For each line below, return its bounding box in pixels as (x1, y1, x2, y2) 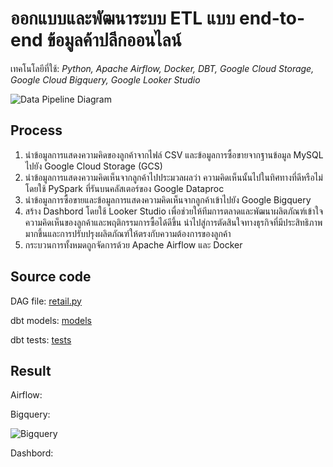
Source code (10, 268, 92, 286)
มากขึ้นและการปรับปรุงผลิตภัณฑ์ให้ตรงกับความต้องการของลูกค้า (24, 227, 232, 239)
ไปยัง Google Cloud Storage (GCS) (24, 160, 163, 172)
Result (10, 362, 52, 379)
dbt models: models (10, 314, 92, 326)
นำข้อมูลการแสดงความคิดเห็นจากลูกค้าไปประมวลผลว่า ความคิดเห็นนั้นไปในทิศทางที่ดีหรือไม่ (24, 171, 323, 183)
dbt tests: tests (10, 333, 72, 346)
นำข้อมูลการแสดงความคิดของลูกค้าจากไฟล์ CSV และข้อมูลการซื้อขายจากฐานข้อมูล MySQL (24, 148, 324, 161)
